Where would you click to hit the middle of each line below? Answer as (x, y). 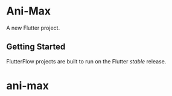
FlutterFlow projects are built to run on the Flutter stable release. (86, 61)
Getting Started (36, 47)
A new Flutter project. (33, 28)
